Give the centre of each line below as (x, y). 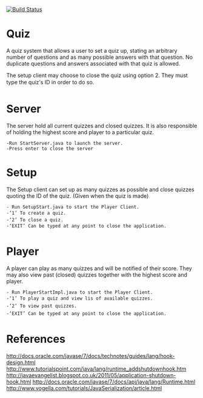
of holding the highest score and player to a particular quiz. (80, 132)
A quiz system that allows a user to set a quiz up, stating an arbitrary (92, 50)
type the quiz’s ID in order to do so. (50, 82)
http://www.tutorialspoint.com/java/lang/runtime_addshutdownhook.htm (96, 369)
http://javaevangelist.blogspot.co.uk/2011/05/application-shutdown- (91, 375)
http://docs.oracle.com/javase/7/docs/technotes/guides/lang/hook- (91, 356)
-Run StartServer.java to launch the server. (65, 143)
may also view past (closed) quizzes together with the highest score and (97, 275)
